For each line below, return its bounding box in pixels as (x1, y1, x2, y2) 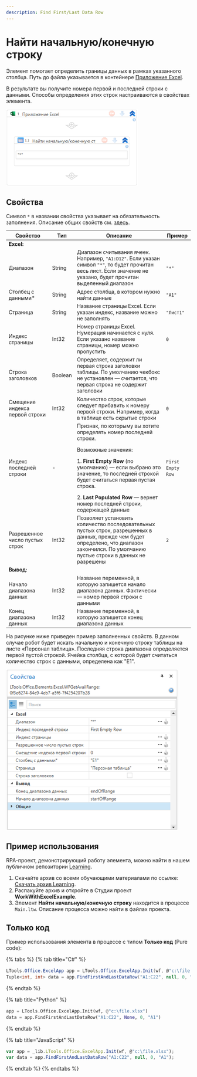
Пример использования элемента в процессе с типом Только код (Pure (6, 939, 188, 945)
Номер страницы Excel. (77, 323, 136, 330)
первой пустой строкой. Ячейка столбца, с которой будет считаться (6, 652, 178, 659)
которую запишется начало (77, 581, 146, 588)
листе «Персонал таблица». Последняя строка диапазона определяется (6, 645, 189, 652)
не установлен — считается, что (77, 375, 158, 382)
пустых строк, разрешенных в (77, 527, 152, 534)
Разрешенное (8, 530, 43, 537)
